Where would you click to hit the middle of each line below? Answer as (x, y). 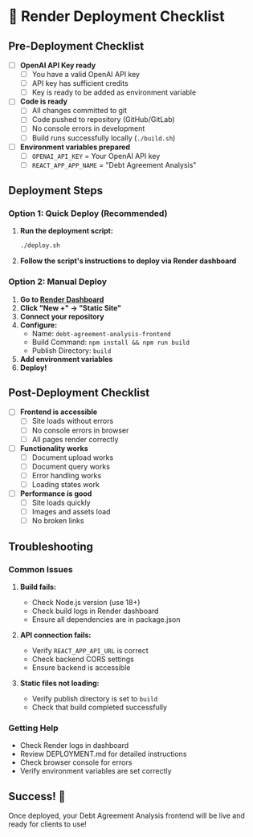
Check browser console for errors (76, 762)
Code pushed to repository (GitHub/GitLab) (103, 120)
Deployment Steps (55, 191)
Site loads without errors (73, 421)
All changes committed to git (79, 111)
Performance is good (56, 494)
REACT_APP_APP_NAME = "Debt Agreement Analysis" (114, 165)
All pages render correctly (75, 439)
